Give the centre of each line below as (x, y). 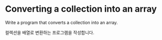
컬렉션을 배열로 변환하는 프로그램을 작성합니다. (50, 32)
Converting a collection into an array (81, 9)
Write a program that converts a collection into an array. (61, 22)
